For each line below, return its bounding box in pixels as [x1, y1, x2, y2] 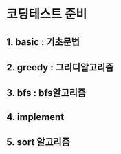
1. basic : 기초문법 [6, 36, 80, 48]
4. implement [6, 111, 65, 123]
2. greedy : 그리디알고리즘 [6, 61, 114, 73]
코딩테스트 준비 [6, 6, 87, 22]
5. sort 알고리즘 [6, 136, 70, 148]
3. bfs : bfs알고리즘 [6, 87, 87, 99]
